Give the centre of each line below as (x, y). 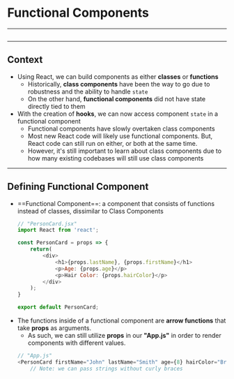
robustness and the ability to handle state (88, 91)
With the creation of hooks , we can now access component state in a (117, 114)
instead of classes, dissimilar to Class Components (90, 211)
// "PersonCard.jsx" (47, 224)
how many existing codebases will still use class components (116, 158)
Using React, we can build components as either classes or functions (118, 76)
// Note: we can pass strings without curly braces (107, 369)
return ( (41, 249)
